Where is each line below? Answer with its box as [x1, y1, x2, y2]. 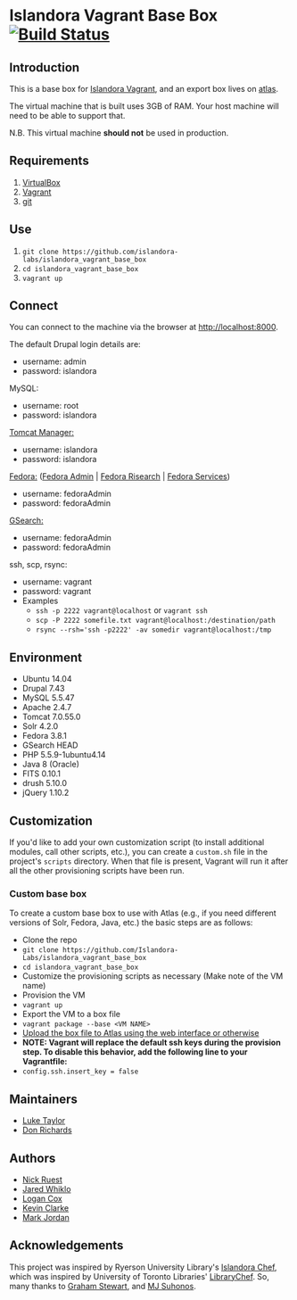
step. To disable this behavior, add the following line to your [21, 1047, 248, 1057]
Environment [9, 650, 83, 665]
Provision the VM [21, 989, 86, 1000]
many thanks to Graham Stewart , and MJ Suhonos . [9, 1280, 196, 1291]
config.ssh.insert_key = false [21, 1067, 139, 1076]
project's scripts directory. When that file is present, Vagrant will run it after [9, 856, 289, 866]
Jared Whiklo [21, 1183, 71, 1194]
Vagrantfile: [21, 1056, 68, 1067]
